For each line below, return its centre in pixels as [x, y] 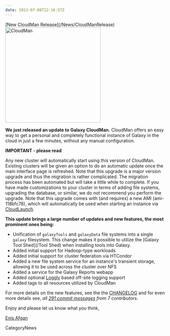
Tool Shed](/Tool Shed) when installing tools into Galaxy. [72, 245]
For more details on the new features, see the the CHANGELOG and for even [85, 293]
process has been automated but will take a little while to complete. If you [82, 182]
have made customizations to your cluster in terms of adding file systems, [82, 187]
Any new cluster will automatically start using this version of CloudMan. [80, 160]
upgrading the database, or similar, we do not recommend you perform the [83, 193]
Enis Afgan [16, 318]
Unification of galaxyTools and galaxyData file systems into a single [83, 234]
